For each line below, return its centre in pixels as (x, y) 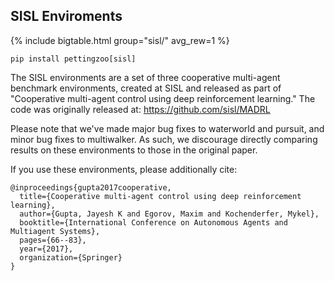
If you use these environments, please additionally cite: (124, 169)
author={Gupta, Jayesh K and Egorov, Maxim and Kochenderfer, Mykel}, (169, 214)
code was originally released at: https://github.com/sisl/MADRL (140, 109)
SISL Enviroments (66, 16)
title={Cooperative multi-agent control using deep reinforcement (160, 196)
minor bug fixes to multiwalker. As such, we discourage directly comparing (164, 139)
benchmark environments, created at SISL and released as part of (146, 88)
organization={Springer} (71, 257)
